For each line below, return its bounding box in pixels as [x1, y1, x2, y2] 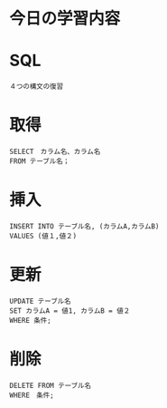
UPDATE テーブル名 [9, 296, 71, 306]
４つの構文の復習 [9, 83, 64, 92]
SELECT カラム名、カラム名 [9, 147, 101, 157]
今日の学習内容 [9, 8, 121, 29]
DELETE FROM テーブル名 [9, 381, 92, 390]
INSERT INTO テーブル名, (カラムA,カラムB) [9, 222, 160, 231]
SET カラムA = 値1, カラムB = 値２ [9, 306, 131, 316]
